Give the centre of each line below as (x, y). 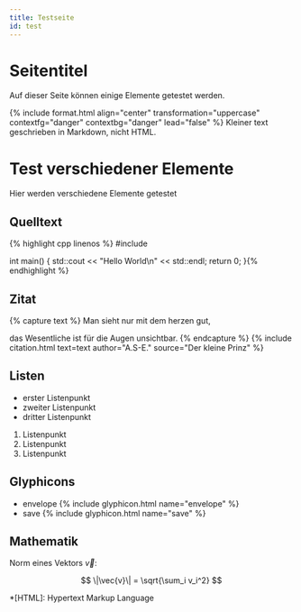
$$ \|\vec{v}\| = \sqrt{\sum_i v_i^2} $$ (151, 580)
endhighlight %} (39, 270)
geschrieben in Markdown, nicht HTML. (83, 132)
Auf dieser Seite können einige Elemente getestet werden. (117, 96)
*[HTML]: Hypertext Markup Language (82, 598)
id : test (26, 26)
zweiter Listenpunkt (59, 407)
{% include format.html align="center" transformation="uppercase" (135, 113)
